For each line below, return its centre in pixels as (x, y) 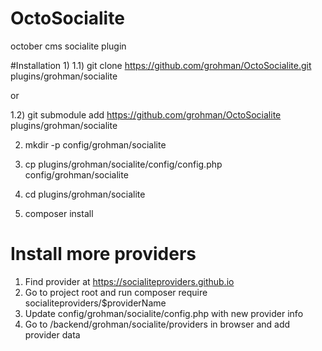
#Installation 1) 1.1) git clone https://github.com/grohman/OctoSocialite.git (161, 65)
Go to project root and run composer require (116, 292)
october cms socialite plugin (68, 46)
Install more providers (103, 254)
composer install (59, 213)
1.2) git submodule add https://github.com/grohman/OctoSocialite (146, 114)
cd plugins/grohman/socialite (85, 194)
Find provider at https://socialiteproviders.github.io (129, 281)
